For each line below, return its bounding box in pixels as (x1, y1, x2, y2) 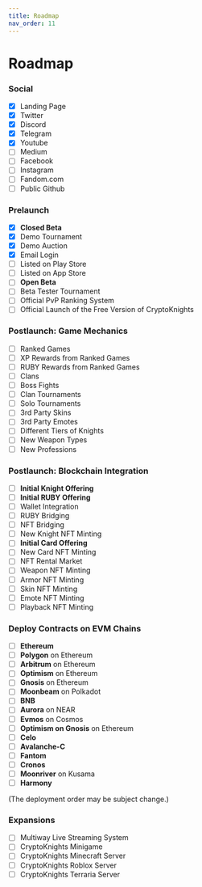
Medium (19, 147, 48, 157)
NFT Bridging (19, 520, 64, 530)
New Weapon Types (19, 435, 88, 445)
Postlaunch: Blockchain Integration (8, 465, 149, 476)
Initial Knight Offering (19, 483, 94, 493)
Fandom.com (19, 175, 64, 184)
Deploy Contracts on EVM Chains (8, 623, 142, 634)
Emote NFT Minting (19, 593, 85, 602)
